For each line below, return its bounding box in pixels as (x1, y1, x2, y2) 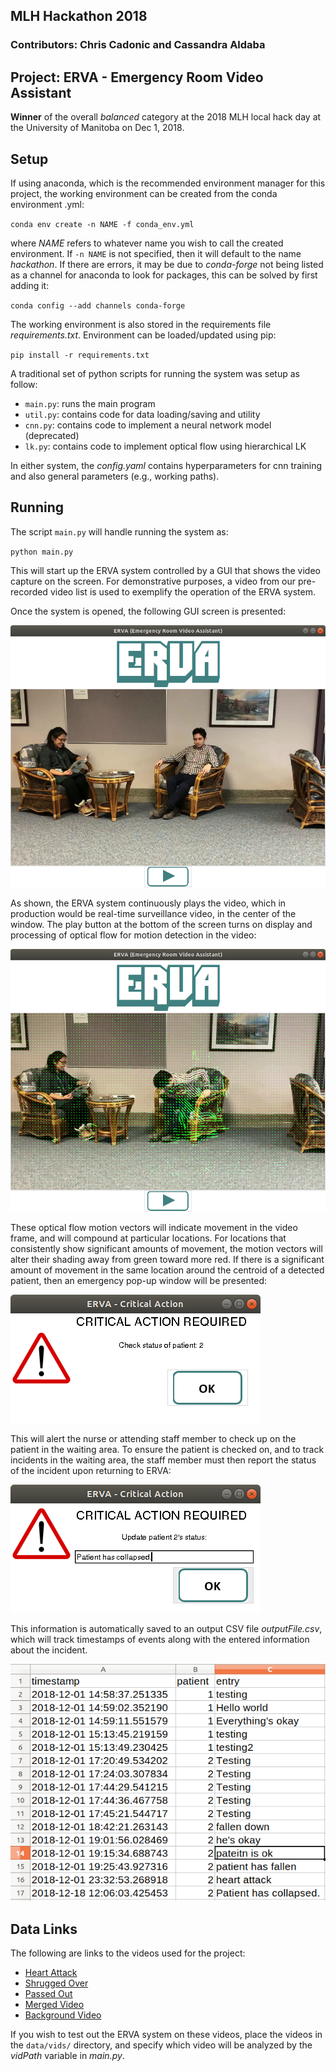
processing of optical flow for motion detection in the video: (10, 929, 257, 941)
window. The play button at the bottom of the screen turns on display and (10, 919, 313, 931)
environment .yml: (10, 198, 85, 210)
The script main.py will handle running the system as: (10, 525, 229, 538)
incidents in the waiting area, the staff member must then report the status (10, 1454, 317, 1466)
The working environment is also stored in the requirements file (10, 318, 272, 330)
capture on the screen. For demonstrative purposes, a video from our (10, 575, 296, 587)
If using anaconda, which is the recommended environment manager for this (10, 177, 326, 189)
